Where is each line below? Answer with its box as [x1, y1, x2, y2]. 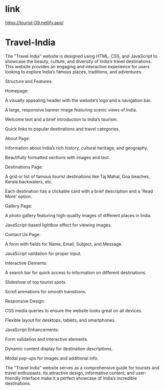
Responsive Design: [5, 298, 46, 304]
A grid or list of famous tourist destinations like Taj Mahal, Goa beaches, [5, 173, 150, 179]
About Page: [5, 135, 30, 141]
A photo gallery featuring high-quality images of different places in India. [5, 212, 152, 218]
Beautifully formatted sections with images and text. [5, 154, 110, 160]
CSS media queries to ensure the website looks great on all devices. [5, 307, 142, 313]
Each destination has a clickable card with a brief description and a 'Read [5, 188, 153, 194]
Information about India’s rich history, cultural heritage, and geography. [5, 145, 148, 151]
